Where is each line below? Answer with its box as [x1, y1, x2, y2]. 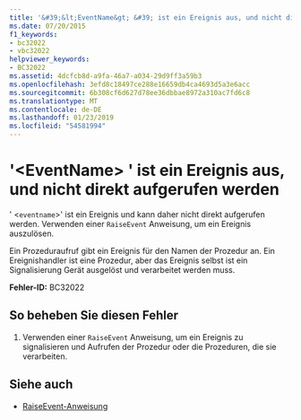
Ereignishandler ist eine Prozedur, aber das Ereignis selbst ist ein [9, 255, 248, 266]
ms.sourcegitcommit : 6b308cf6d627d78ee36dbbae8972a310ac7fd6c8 [9, 88, 251, 97]
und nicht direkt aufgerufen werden [9, 179, 280, 200]
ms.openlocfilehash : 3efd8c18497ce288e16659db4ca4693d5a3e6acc [9, 80, 251, 89]
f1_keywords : [9, 30, 58, 39]
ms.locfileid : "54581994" [9, 122, 106, 131]
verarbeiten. [21, 351, 68, 362]
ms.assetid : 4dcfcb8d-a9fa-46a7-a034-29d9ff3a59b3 [9, 72, 202, 81]
